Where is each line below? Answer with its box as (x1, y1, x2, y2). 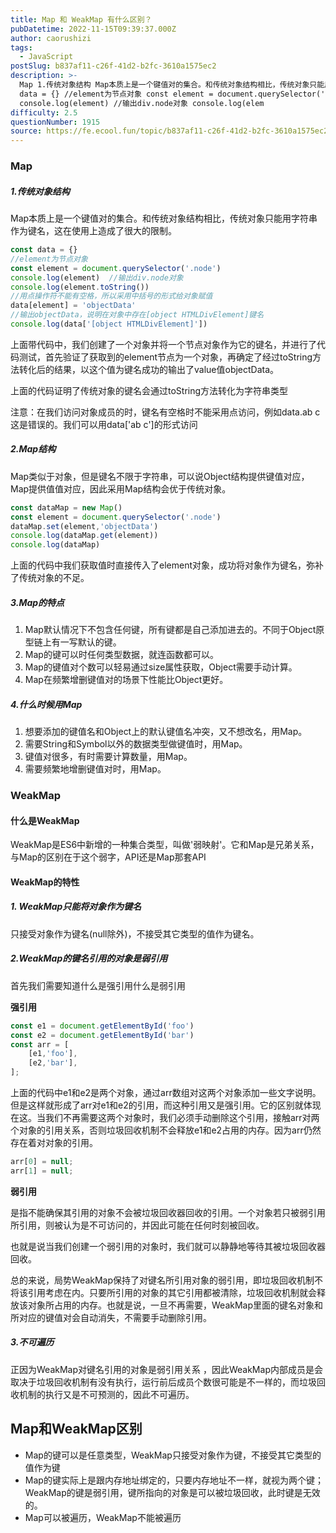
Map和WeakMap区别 (10, 1421, 143, 1438)
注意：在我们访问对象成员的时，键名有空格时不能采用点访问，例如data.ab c (10, 406, 321, 418)
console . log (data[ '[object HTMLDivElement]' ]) (10, 319, 208, 330)
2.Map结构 (10, 443, 57, 455)
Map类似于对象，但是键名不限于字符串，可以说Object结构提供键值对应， (10, 470, 310, 482)
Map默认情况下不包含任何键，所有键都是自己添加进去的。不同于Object (24, 624, 317, 636)
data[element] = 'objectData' (10, 301, 137, 311)
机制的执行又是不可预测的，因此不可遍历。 (18, 1388, 195, 1400)
